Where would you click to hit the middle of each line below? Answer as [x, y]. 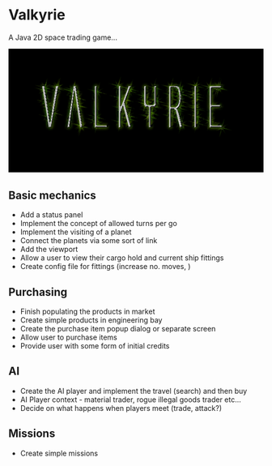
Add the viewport [49, 250]
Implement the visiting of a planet [76, 232]
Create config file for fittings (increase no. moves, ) [105, 267]
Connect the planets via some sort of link [89, 241]
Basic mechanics [53, 195]
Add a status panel [51, 215]
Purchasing [38, 292]
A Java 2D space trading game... [63, 37]
